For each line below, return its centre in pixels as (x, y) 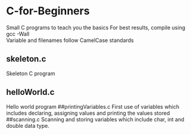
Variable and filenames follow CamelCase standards (70, 40)
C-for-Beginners (48, 11)
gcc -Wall (18, 33)
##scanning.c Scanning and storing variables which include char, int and (95, 119)
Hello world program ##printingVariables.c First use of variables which (93, 106)
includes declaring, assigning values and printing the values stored (88, 113)
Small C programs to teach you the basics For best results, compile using (96, 27)
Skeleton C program (31, 73)
